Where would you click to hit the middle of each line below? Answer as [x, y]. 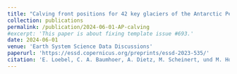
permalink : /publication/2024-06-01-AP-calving [79, 27]
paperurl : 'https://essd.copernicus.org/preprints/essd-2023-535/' [109, 54]
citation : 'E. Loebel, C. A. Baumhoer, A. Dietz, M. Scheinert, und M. [115, 60]
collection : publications [45, 20]
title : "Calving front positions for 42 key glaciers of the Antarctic [115, 14]
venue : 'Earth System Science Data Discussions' [80, 47]
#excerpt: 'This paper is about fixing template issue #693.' [101, 33]
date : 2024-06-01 [33, 40]
